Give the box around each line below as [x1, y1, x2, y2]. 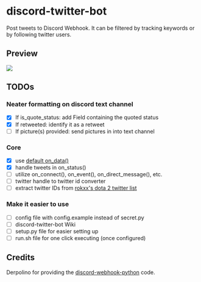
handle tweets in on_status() [15, 163, 86, 171]
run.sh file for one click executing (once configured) [15, 234, 146, 241]
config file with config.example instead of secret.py [15, 214, 144, 221]
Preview [6, 49, 38, 59]
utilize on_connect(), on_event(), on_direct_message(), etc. [15, 171, 163, 178]
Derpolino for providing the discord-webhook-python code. [6, 269, 155, 276]
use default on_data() [15, 157, 69, 164]
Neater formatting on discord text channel [6, 100, 133, 109]
